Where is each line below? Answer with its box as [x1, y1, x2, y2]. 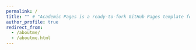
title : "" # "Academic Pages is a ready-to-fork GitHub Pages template [6, 14, 184, 20]
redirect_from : [6, 24, 43, 30]
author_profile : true [6, 19, 59, 25]
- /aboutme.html [11, 35, 51, 41]
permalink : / [6, 8, 38, 14]
